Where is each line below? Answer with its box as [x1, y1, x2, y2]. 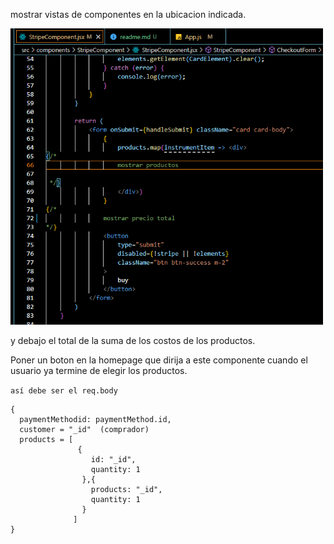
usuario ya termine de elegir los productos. [10, 364, 188, 376]
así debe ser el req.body [10, 385, 118, 396]
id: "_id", [90, 454, 137, 464]
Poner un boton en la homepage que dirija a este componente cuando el [10, 354, 308, 366]
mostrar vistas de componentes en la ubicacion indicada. [10, 9, 247, 20]
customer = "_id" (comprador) [19, 424, 150, 434]
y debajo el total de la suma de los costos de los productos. [10, 334, 256, 346]
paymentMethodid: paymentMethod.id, [19, 414, 172, 424]
